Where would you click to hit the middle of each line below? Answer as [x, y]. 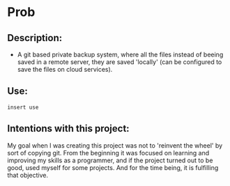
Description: [35, 38]
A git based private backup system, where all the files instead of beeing [120, 54]
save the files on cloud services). [65, 69]
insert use [23, 107]
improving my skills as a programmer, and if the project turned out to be [110, 160]
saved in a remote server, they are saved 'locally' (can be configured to [120, 62]
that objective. [28, 175]
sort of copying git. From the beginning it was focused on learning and [108, 153]
